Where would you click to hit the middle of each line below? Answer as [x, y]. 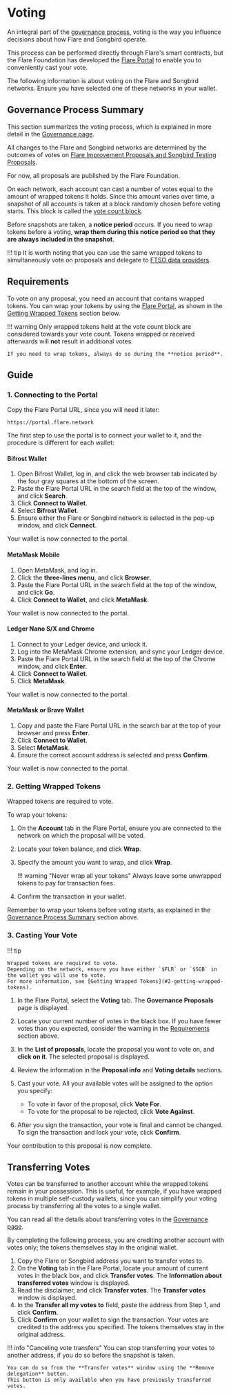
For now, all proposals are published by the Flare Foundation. [94, 175]
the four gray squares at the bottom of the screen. [88, 481]
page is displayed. [43, 1007]
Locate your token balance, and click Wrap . [79, 849]
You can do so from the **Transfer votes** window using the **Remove [111, 1368]
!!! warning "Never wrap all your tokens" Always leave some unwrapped [119, 876]
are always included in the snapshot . [61, 239]
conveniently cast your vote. [48, 67]
